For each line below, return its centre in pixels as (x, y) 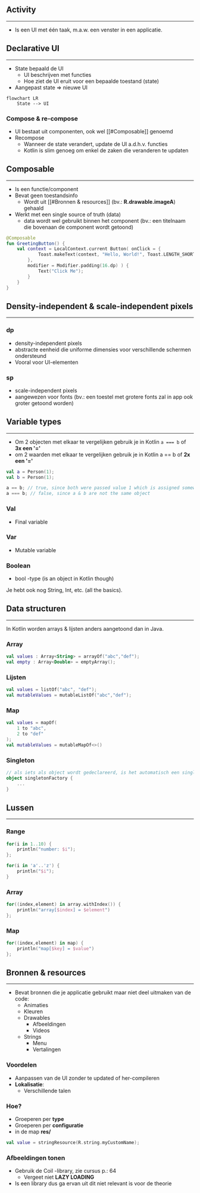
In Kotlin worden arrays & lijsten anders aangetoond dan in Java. (85, 628)
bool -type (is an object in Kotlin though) (64, 579)
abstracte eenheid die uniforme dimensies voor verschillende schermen (103, 349)
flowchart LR (22, 98)
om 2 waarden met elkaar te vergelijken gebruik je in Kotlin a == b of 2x (102, 454)
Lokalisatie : (29, 1084)
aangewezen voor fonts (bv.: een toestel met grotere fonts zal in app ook (104, 397)
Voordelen (21, 1065)
